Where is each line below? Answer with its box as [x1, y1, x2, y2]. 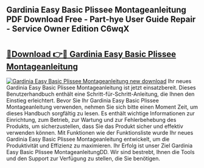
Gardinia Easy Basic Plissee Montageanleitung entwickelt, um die [6, 136, 170, 143]
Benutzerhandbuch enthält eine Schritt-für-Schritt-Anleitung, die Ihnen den [6, 90, 195, 98]
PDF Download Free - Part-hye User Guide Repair [6, 15, 196, 25]
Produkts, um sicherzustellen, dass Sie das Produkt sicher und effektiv [6, 123, 184, 130]
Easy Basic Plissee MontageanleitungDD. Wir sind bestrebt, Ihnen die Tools [6, 149, 195, 155]
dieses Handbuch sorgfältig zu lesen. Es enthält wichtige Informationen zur [6, 110, 195, 117]
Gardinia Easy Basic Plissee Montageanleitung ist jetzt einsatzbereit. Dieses [6, 84, 196, 91]
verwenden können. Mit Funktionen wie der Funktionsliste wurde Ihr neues [6, 129, 194, 136]
